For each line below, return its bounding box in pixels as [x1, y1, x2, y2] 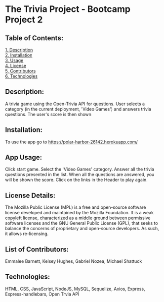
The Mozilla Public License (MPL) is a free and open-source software [5, 204, 146, 210]
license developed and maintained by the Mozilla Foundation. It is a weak [5, 210, 154, 216]
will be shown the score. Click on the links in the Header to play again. [5, 177, 148, 183]
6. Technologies [5, 73, 38, 79]
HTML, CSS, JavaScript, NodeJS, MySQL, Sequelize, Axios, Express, [5, 286, 145, 292]
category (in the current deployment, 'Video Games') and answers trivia [5, 106, 152, 112]
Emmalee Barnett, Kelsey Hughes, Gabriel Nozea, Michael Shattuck [5, 258, 142, 264]
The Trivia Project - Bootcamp [5, 3, 131, 15]
